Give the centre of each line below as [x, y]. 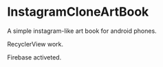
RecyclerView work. [35, 44]
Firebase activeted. [34, 57]
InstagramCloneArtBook [78, 12]
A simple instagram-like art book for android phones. [82, 31]
